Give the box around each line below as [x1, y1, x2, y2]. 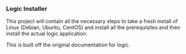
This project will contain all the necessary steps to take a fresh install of [6, 18, 178, 25]
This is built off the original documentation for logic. [6, 41, 131, 48]
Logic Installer [6, 5, 48, 13]
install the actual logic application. [6, 30, 88, 37]
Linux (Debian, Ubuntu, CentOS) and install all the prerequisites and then [6, 24, 181, 31]
